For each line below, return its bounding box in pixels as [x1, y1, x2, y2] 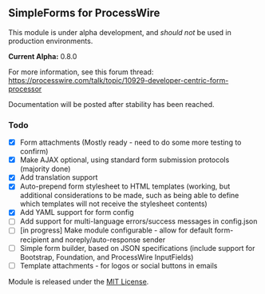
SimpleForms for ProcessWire [8, 6, 160, 20]
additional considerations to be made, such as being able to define [19, 191, 239, 201]
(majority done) [19, 164, 71, 174]
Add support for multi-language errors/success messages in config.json [19, 217, 258, 226]
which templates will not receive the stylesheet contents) [19, 199, 208, 209]
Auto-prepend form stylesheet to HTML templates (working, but [19, 181, 231, 191]
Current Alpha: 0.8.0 [8, 51, 77, 61]
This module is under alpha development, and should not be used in [8, 27, 231, 37]
